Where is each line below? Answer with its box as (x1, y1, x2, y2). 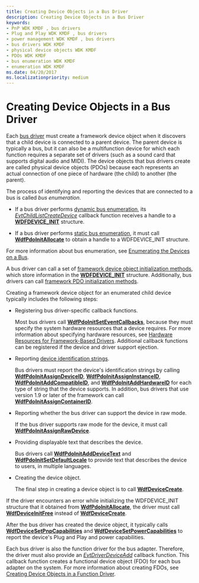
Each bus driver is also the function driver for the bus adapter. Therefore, (6, 545, 185, 552)
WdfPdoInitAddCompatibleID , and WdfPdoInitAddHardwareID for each (14, 379, 192, 386)
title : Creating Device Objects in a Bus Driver (6, 8, 129, 15)
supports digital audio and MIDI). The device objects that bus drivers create (6, 157, 191, 165)
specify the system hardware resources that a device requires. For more (14, 325, 191, 332)
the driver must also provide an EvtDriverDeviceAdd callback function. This (6, 552, 190, 559)
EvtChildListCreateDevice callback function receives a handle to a (14, 212, 176, 219)
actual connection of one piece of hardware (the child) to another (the (6, 170, 177, 178)
